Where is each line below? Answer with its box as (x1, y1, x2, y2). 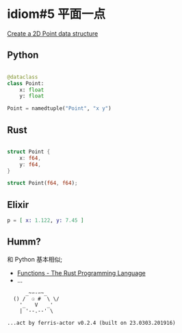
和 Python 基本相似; (7, 255, 63, 263)
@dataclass (7, 73, 38, 80)
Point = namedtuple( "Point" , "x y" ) (7, 105, 112, 112)
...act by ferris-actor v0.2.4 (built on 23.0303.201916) (7, 319, 176, 326)
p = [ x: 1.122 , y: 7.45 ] (7, 217, 84, 224)
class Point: (7, 80, 44, 87)
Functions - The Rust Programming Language (16, 268, 146, 277)
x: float (19, 87, 44, 93)
